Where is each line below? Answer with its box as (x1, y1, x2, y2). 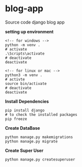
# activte (5, 77, 25, 82)
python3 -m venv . (5, 72, 42, 78)
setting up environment (5, 28, 54, 34)
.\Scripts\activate (5, 51, 45, 56)
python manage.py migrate (5, 139, 58, 144)
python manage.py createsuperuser (5, 157, 76, 162)
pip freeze (5, 116, 27, 121)
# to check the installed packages (5, 112, 78, 117)
